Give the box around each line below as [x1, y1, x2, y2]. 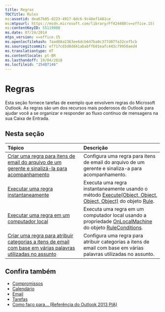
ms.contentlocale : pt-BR [5, 53, 56, 58]
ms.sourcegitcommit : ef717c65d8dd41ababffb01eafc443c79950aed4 [5, 44, 137, 49]
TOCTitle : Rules [5, 12, 38, 17]
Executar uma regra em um [7, 211, 70, 218]
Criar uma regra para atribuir [7, 232, 74, 239]
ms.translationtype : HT [5, 48, 54, 53]
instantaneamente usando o [83, 185, 148, 192]
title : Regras [5, 7, 34, 12]
